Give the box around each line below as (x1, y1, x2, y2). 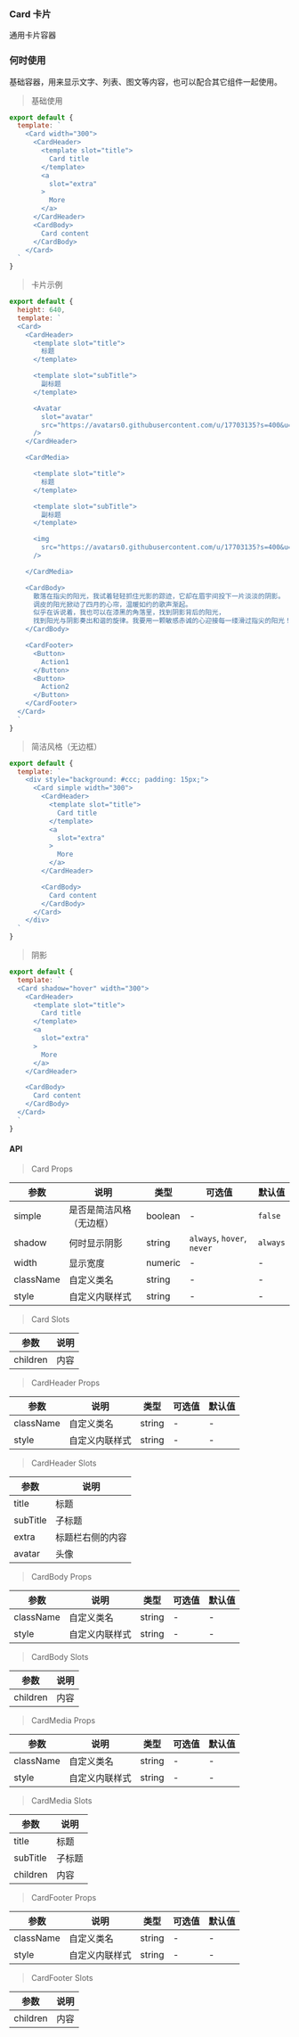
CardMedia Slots (30, 1795, 93, 1806)
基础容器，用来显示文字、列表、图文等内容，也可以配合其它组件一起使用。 (9, 76, 282, 86)
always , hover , (189, 1232, 247, 1244)
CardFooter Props (30, 1892, 97, 1902)
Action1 (41, 657, 69, 666)
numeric (146, 1256, 181, 1269)
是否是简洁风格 (69, 1203, 132, 1216)
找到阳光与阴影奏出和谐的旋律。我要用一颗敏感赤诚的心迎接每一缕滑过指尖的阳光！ (32, 617, 292, 626)
